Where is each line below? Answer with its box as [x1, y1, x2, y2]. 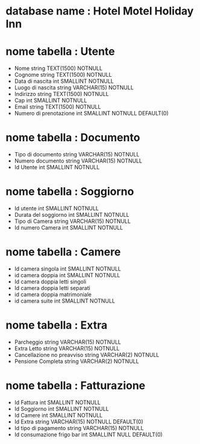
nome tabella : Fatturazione [5, 379, 146, 393]
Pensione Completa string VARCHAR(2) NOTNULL [14, 358, 139, 365]
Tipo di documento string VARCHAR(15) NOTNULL [14, 151, 140, 158]
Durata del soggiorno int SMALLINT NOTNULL [14, 211, 130, 218]
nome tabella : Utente [5, 45, 115, 59]
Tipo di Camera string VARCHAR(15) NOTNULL [14, 217, 131, 225]
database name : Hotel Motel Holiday [5, 4, 194, 18]
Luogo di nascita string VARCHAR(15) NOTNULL [14, 84, 134, 91]
